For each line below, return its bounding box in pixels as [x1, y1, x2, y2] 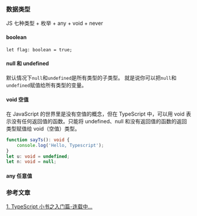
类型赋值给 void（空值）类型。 [6, 125, 80, 132]
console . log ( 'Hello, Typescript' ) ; [17, 142, 104, 148]
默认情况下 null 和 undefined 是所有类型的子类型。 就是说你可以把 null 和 [6, 74, 177, 81]
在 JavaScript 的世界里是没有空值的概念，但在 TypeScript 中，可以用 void [6, 110, 185, 117]
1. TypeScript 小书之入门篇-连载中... [6, 203, 93, 210]
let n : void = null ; [6, 159, 57, 165]
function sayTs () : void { [6, 137, 70, 143]
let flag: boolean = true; [6, 47, 73, 53]
